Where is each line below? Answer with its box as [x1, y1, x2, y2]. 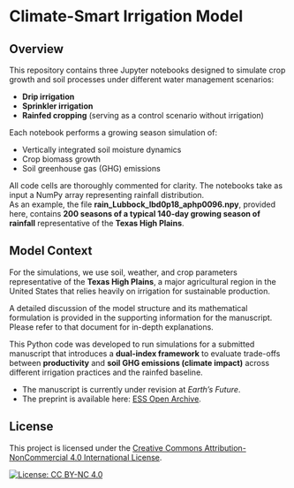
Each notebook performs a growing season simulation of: [9, 127, 218, 138]
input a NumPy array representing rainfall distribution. [9, 190, 205, 200]
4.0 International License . [70, 452, 162, 462]
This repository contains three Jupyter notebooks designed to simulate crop [9, 65, 286, 75]
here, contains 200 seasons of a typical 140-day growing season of [9, 209, 260, 218]
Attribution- [204, 442, 247, 453]
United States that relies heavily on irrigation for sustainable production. [9, 286, 271, 296]
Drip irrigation [21, 91, 75, 102]
